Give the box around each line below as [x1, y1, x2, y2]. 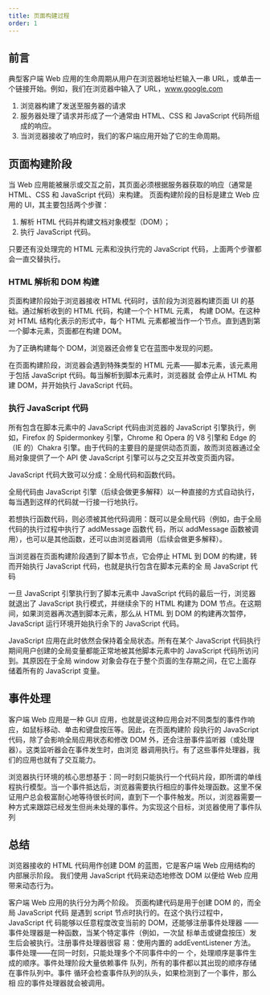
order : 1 [8, 19, 38, 27]
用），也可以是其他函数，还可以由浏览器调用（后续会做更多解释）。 [8, 534, 227, 544]
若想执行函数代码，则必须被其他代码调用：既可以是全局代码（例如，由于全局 [8, 514, 262, 524]
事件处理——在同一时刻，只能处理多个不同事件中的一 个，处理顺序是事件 [8, 948, 250, 958]
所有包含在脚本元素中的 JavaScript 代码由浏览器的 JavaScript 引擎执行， [8, 422, 249, 432]
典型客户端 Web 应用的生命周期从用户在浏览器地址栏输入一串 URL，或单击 [8, 74, 255, 84]
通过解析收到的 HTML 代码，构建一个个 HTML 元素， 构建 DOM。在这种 [22, 306, 261, 316]
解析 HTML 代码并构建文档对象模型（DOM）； [19, 217, 171, 227]
